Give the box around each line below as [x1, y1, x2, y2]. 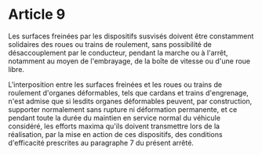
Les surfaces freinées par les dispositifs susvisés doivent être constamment [8, 31, 254, 41]
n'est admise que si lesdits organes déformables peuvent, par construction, [8, 96, 253, 106]
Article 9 [8, 5, 66, 23]
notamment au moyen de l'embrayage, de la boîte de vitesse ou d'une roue [8, 56, 251, 66]
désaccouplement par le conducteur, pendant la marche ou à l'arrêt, [8, 48, 229, 57]
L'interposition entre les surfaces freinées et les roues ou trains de [8, 80, 222, 89]
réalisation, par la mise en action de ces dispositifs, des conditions [8, 129, 223, 139]
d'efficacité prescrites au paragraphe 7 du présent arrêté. [8, 138, 195, 147]
